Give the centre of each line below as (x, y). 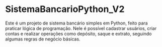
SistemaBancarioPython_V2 (65, 9)
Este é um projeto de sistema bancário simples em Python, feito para (76, 23)
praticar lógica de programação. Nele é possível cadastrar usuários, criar (81, 28)
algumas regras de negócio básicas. (43, 39)
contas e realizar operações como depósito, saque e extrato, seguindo (78, 33)
